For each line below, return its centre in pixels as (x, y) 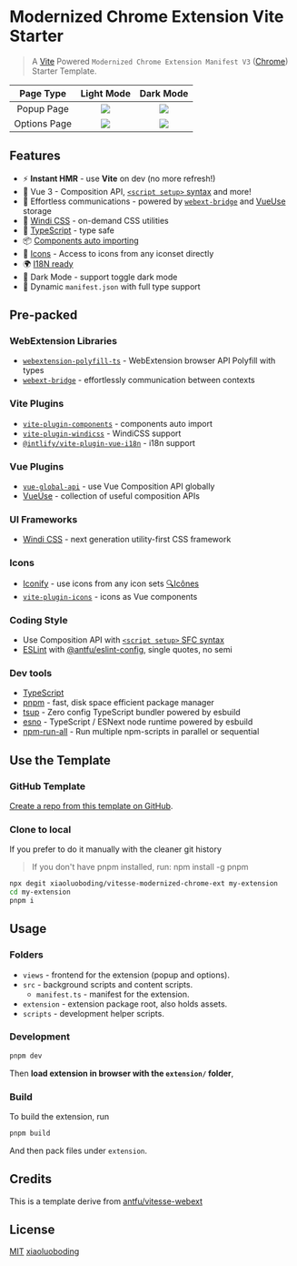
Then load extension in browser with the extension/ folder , (122, 1073)
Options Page (43, 123)
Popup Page (43, 108)
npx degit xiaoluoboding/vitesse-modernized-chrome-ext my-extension (144, 884)
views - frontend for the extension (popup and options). (126, 975)
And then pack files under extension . (79, 1150)
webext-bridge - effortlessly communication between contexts (139, 380)
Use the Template (60, 760)
